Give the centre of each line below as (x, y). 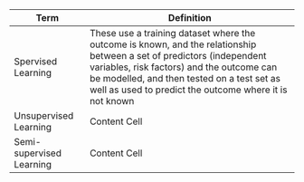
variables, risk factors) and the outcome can (183, 67)
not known (112, 101)
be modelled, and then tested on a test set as (185, 78)
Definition (190, 18)
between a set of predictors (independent (178, 56)
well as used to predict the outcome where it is (188, 90)
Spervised (36, 61)
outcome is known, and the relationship (173, 44)
